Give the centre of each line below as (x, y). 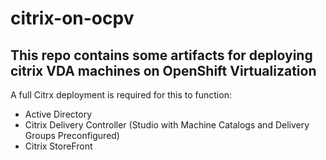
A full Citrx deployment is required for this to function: (121, 95)
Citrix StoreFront (58, 146)
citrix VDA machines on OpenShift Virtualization (163, 70)
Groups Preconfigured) (72, 135)
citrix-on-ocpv (72, 18)
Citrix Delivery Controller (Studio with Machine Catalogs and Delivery (167, 125)
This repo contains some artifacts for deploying (161, 55)
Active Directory (58, 114)
